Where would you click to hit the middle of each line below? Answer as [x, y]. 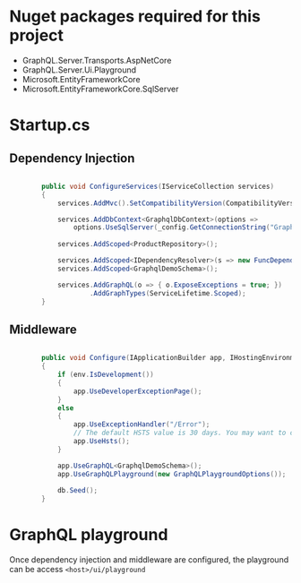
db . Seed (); [77, 491]
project [37, 35]
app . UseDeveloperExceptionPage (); [138, 391]
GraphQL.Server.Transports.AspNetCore [97, 60]
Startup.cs [50, 125]
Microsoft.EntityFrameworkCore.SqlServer [100, 89]
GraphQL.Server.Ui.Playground [79, 70]
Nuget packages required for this [135, 17]
